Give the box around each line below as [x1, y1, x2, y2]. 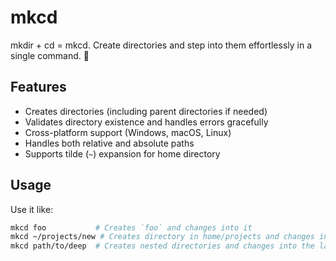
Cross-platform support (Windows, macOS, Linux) [24, 126, 232, 138]
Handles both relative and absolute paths [24, 137, 195, 149]
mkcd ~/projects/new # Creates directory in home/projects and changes [10, 232, 315, 242]
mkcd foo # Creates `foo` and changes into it [10, 222, 253, 233]
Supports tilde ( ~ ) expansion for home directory [24, 147, 221, 160]
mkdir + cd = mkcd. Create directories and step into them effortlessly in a [10, 39, 313, 51]
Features [10, 79, 67, 96]
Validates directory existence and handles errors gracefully [24, 116, 269, 128]
